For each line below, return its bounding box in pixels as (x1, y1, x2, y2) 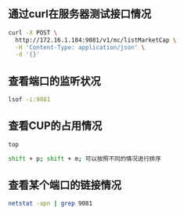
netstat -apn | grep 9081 (8, 199, 92, 208)
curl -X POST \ (8, 28, 58, 37)
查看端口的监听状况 (8, 74, 101, 88)
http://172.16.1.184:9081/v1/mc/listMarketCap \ (15, 36, 177, 44)
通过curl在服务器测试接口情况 (8, 7, 151, 21)
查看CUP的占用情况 (8, 119, 103, 133)
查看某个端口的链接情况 (8, 178, 121, 191)
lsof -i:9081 (8, 96, 51, 104)
